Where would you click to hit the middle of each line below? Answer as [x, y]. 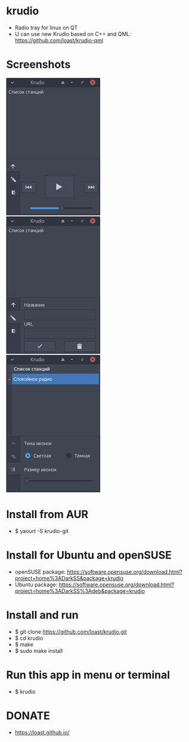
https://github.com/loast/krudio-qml [59, 40]
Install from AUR [47, 515]
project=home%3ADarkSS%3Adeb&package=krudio [80, 590]
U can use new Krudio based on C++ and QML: [73, 34]
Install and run [42, 615]
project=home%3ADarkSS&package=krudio [69, 578]
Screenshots [38, 65]
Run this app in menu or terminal [88, 675]
